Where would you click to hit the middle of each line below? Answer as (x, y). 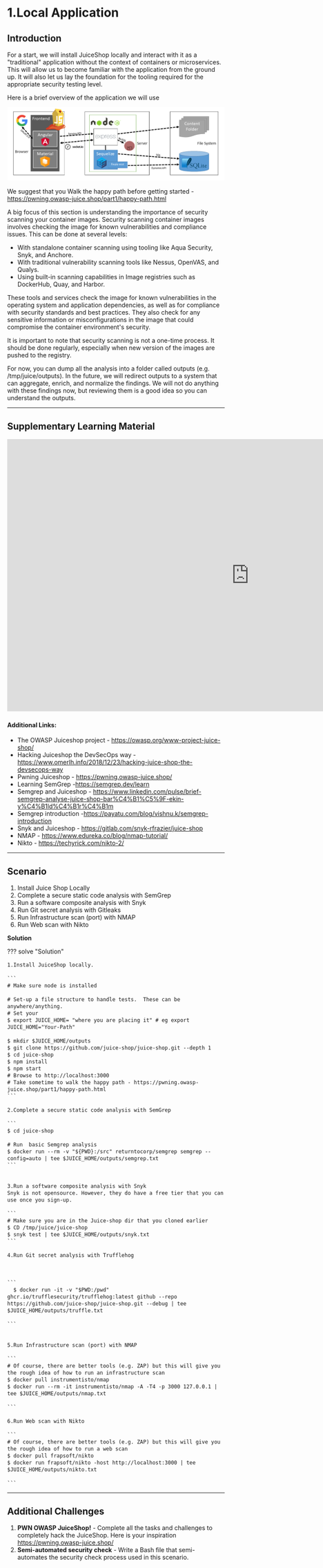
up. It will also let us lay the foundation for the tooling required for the (105, 77)
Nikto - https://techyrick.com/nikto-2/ (70, 843)
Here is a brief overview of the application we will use (84, 97)
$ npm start (24, 1069)
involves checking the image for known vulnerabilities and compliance (107, 227)
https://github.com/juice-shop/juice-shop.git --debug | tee (97, 1304)
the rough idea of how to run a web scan (68, 1449)
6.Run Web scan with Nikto (46, 1421)
